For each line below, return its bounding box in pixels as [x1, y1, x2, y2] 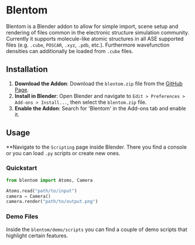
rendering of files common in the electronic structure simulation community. [6, 29, 189, 36]
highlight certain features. [6, 232, 69, 239]
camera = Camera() [6, 193, 51, 199]
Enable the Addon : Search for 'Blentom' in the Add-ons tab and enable [14, 104, 186, 111]
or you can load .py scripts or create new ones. [6, 149, 121, 156]
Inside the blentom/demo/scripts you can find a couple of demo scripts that [6, 226, 187, 233]
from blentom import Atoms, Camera [6, 177, 93, 183]
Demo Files [6, 212, 39, 220]
